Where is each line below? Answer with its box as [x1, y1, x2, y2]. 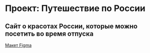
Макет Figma [5, 42, 32, 48]
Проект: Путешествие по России [5, 3, 146, 14]
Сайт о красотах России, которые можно [5, 22, 138, 30]
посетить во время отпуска [5, 29, 94, 38]
